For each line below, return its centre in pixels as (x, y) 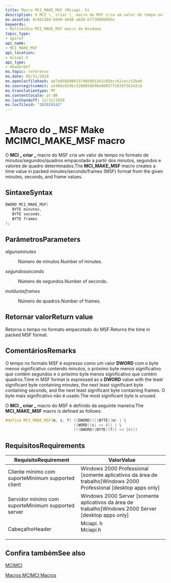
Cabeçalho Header (30, 529)
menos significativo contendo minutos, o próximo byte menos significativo (83, 368)
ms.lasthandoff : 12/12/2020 (35, 100)
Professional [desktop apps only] (120, 488)
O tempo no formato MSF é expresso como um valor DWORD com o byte (82, 363)
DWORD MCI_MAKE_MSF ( (27, 205)
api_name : (16, 43)
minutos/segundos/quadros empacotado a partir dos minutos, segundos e (83, 161)
